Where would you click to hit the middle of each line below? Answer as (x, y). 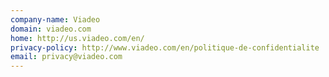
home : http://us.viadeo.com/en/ (77, 38)
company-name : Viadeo (55, 19)
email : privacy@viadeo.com (66, 57)
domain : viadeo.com (51, 29)
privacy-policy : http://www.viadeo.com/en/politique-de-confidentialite (165, 47)
